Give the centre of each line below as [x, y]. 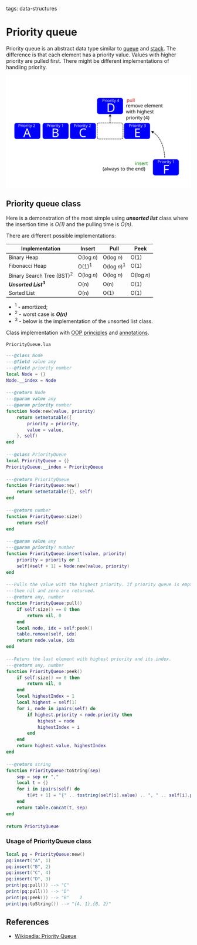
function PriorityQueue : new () [43, 486]
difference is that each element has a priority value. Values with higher [91, 55]
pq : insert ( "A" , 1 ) [28, 860]
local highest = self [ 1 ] [47, 702]
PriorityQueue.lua [28, 345]
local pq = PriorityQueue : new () [45, 854]
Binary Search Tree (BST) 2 [41, 275]
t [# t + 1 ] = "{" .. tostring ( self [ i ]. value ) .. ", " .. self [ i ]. [109, 795]
